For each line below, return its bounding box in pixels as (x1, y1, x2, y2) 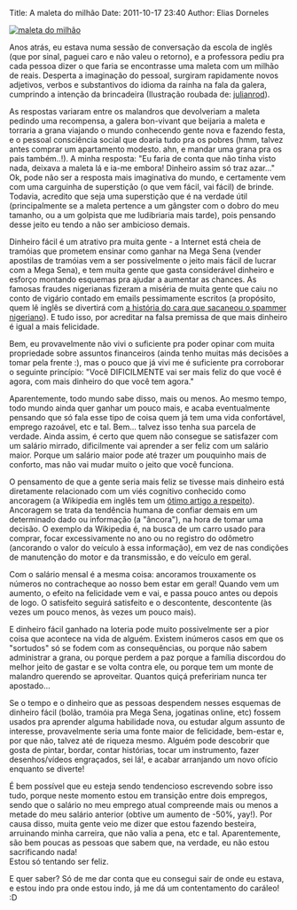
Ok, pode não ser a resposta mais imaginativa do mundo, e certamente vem (9, 172, 286, 183)
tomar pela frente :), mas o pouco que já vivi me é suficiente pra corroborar (9, 357, 285, 367)
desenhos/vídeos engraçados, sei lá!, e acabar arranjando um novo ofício (9, 754, 278, 765)
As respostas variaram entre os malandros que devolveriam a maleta (9, 106, 260, 116)
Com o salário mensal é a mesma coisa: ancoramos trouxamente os (9, 569, 257, 579)
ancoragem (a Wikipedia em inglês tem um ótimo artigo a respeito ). (9, 496, 255, 506)
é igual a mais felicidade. (9, 321, 100, 332)
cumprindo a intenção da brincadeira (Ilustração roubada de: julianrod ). (9, 89, 270, 99)
